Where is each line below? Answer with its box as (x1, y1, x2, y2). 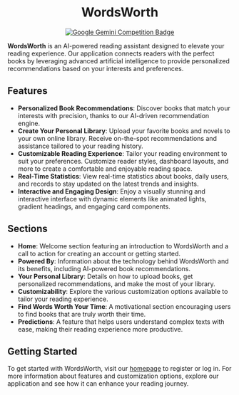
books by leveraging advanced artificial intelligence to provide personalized (7, 56, 230, 65)
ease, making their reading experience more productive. (17, 325, 183, 333)
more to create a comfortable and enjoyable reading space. (17, 164, 193, 173)
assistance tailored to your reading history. (17, 142, 144, 150)
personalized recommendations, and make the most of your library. (17, 279, 215, 288)
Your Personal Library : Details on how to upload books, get (17, 272, 193, 280)
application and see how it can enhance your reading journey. (7, 379, 189, 388)
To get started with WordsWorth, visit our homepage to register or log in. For (7, 364, 232, 373)
